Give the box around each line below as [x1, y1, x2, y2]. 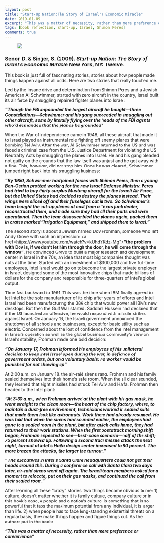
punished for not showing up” [5, 362, 67, 368]
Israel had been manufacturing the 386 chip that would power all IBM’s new [5, 300, 157, 306]
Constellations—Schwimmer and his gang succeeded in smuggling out [5, 112, 153, 118]
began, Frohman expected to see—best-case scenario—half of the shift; [5, 433, 156, 439]
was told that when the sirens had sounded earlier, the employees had [5, 417, 151, 423]
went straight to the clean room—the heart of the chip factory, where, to [5, 401, 155, 407]
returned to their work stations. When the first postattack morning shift [5, 427, 153, 433]
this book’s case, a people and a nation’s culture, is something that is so [5, 498, 149, 504]
